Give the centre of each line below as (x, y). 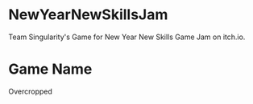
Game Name (50, 69)
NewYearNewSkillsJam (88, 15)
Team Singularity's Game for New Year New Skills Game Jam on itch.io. (127, 37)
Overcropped (30, 91)
